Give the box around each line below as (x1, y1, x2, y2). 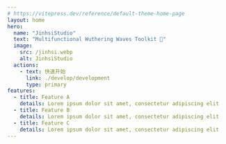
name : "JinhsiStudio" (13, 29, 76, 37)
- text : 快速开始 (19, 68, 66, 75)
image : (13, 42, 33, 49)
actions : (13, 62, 39, 69)
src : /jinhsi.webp (19, 49, 73, 56)
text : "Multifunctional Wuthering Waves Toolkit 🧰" (13, 36, 167, 43)
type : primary (25, 81, 67, 88)
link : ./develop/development (25, 74, 111, 82)
